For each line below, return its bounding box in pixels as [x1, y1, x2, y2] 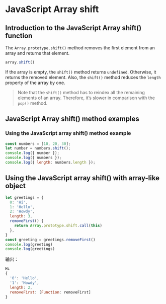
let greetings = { [5, 195, 44, 200]
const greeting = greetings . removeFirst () [5, 237, 96, 242]
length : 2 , [10, 285, 33, 290]
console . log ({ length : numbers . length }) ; [5, 160, 96, 165]
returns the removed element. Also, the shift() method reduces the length [5, 74, 161, 80]
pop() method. [17, 100, 48, 106]
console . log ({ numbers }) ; [5, 155, 62, 161]
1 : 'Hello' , [10, 204, 35, 209]
